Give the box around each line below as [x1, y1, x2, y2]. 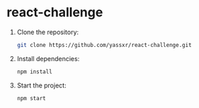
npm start [16, 94, 47, 102]
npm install [16, 68, 52, 75]
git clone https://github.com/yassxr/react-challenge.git [16, 41, 192, 48]
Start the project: [16, 81, 67, 90]
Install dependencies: [16, 54, 80, 63]
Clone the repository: [16, 28, 79, 36]
